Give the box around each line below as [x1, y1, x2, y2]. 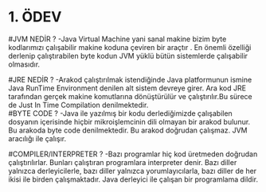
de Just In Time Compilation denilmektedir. [8, 100, 149, 109]
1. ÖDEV [8, 8, 62, 26]
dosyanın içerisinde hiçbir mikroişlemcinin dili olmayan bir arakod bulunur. [8, 117, 251, 126]
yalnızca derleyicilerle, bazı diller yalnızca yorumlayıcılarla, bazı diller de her [8, 166, 257, 175]
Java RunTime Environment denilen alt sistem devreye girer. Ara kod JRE [8, 83, 247, 93]
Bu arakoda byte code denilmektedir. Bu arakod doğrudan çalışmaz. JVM [8, 125, 248, 135]
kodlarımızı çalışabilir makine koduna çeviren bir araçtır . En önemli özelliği [8, 42, 252, 52]
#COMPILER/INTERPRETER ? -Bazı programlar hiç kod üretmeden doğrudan [8, 149, 258, 159]
